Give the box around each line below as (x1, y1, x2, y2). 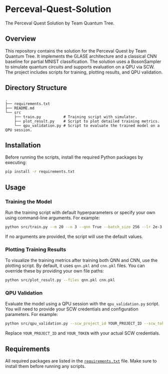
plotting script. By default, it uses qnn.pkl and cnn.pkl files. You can (5, 262, 145, 268)
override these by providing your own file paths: (5, 268, 104, 274)
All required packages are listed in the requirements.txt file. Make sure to (5, 357, 157, 363)
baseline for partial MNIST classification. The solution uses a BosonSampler (5, 58, 161, 64)
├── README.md (5, 105, 35, 110)
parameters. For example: (5, 311, 58, 317)
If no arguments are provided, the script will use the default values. (5, 233, 143, 239)
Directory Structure (5, 83, 67, 92)
